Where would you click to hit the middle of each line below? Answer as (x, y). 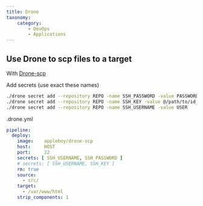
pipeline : (19, 130)
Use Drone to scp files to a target (69, 59)
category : (30, 23)
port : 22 (34, 153)
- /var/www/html (43, 192)
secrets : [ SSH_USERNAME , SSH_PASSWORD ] (70, 158)
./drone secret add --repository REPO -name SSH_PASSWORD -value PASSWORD (102, 96)
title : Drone (23, 12)
